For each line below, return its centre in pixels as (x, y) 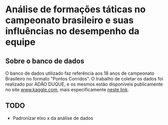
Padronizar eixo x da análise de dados (53, 118)
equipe (20, 42)
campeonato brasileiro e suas (70, 20)
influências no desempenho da (72, 31)
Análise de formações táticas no (76, 9)
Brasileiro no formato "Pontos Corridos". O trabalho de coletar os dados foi (84, 79)
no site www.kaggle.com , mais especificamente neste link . (67, 90)
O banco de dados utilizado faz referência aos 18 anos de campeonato (80, 73)
